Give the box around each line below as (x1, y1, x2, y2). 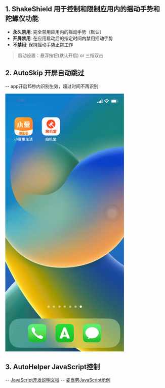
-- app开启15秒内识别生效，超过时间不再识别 (5, 83, 99, 89)
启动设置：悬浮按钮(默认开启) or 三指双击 (17, 52, 104, 58)
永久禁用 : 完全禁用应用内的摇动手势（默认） (12, 28, 104, 35)
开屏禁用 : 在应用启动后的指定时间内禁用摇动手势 (12, 35, 113, 41)
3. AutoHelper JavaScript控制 (5, 363, 100, 371)
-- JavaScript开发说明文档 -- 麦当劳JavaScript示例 (5, 377, 111, 383)
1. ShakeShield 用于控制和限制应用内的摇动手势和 (5, 5, 160, 14)
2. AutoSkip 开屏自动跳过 (5, 69, 85, 77)
